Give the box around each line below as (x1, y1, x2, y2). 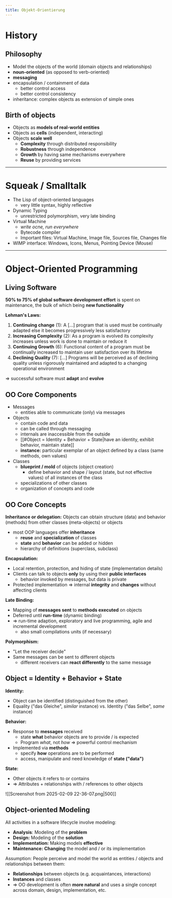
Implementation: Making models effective (12, 840, 103, 846)
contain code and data (20, 420, 68, 426)
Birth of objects (5, 111, 56, 120)
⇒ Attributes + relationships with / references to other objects (12, 781, 143, 787)
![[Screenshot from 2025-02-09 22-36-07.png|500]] (5, 791, 117, 797)
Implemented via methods (12, 744, 69, 751)
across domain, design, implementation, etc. (12, 887, 106, 893)
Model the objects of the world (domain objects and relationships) (12, 63, 152, 70)
